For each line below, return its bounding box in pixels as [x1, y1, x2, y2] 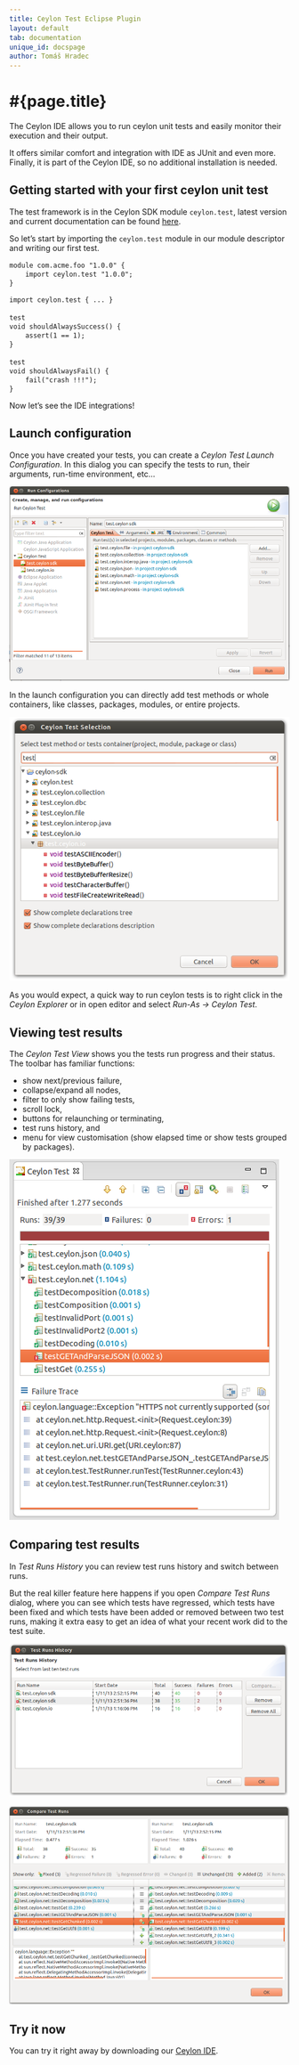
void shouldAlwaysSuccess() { [9, 321, 122, 331]
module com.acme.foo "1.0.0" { [9, 261, 125, 270]
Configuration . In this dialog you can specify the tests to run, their [9, 459, 251, 469]
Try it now [9, 2021, 67, 2037]
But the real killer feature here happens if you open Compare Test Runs [9, 1588, 271, 1598]
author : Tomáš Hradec [9, 52, 90, 61]
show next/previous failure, [21, 1075, 123, 1085]
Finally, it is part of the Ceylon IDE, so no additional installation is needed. [9, 157, 278, 168]
